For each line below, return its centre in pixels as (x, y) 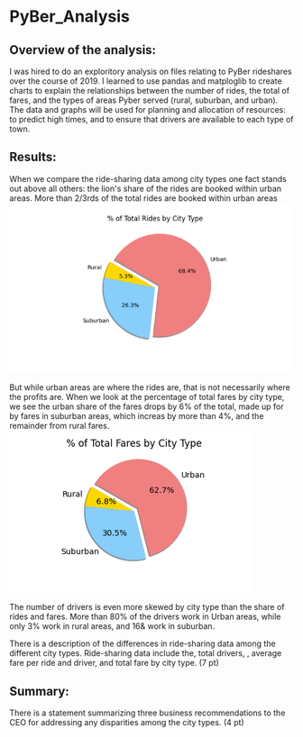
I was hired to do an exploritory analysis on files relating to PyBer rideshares (151, 71)
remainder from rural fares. (60, 426)
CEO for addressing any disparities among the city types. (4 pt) (127, 723)
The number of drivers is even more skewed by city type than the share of (147, 607)
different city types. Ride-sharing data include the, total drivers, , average (146, 653)
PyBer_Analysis (70, 17)
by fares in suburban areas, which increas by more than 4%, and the (137, 416)
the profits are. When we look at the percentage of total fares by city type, (147, 397)
